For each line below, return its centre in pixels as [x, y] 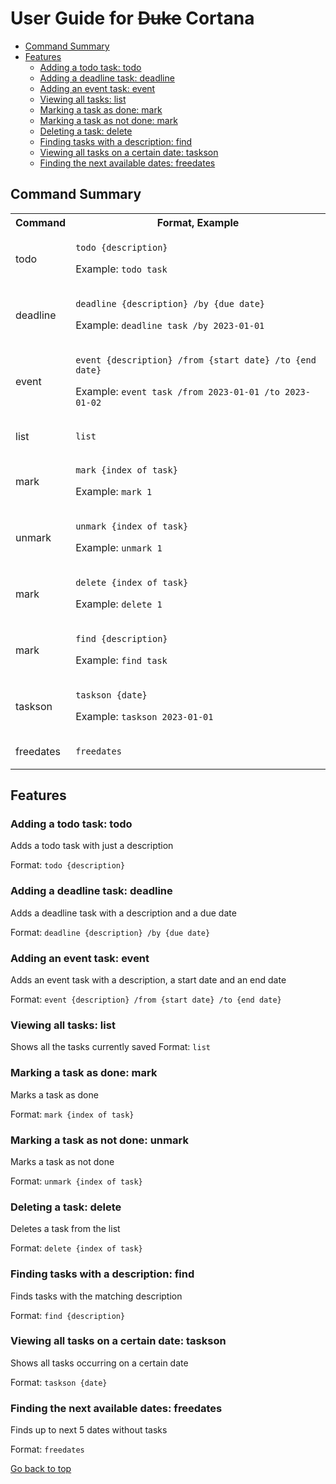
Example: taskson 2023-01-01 [144, 716]
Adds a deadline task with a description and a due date [123, 913]
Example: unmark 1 [119, 547]
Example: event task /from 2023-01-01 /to [177, 391]
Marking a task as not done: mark [108, 120]
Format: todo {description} [68, 865]
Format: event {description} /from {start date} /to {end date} [146, 999]
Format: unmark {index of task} [76, 1181]
